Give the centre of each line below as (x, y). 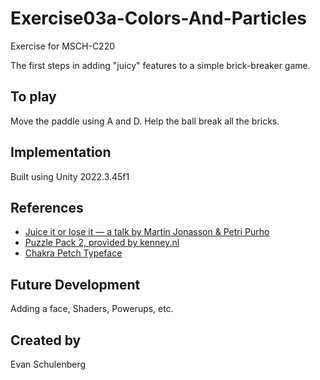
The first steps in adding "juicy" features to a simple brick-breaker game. (160, 65)
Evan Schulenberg (48, 364)
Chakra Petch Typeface (73, 253)
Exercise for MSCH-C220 (63, 46)
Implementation (61, 152)
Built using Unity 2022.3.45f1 (70, 176)
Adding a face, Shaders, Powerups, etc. (92, 309)
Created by (46, 340)
